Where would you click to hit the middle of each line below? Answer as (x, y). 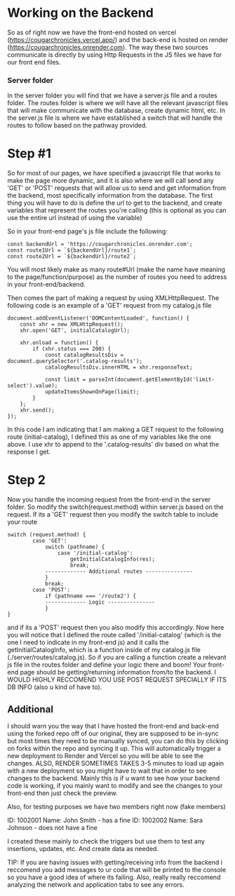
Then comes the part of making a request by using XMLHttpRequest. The (113, 298)
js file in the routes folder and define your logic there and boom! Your (107, 665)
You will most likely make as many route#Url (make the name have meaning (116, 270)
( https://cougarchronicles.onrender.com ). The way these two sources (108, 47)
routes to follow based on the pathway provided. (77, 125)
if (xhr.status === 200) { (72, 349)
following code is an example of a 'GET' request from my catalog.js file (109, 306)
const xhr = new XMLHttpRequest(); (72, 325)
